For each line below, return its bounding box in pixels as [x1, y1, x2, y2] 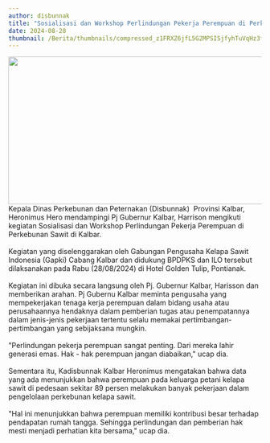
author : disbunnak [8, 11, 70, 20]
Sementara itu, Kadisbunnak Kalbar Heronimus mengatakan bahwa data [8, 367, 247, 376]
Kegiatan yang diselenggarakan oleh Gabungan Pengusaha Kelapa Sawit [8, 247, 249, 256]
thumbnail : [8, 34, 45, 43]
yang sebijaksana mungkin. [55, 323, 147, 334]
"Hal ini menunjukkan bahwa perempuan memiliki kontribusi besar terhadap [8, 409, 259, 419]
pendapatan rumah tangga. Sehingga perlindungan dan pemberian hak [8, 417, 243, 427]
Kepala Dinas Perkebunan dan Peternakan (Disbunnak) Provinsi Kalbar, [8, 204, 245, 214]
